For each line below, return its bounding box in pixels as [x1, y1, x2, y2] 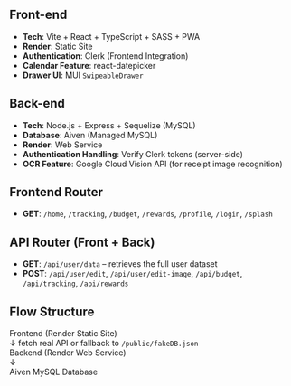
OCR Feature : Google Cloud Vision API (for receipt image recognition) [22, 158, 283, 169]
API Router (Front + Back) [9, 234, 155, 249]
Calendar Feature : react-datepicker [22, 60, 156, 71]
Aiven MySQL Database [9, 366, 98, 378]
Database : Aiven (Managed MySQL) [22, 129, 158, 140]
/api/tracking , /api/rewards [22, 278, 129, 288]
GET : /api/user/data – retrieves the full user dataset [22, 259, 219, 269]
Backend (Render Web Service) [9, 347, 127, 358]
